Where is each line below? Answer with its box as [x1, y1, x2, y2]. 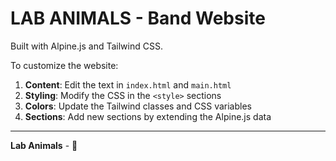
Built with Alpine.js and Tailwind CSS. [10, 40, 163, 52]
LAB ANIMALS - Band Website [10, 7, 266, 30]
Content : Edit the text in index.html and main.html [24, 78, 232, 91]
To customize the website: [10, 59, 119, 71]
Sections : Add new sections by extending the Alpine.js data [24, 110, 272, 122]
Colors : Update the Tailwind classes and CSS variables [24, 100, 252, 112]
